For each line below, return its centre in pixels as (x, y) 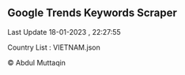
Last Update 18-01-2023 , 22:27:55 (64, 32)
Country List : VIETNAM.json (54, 47)
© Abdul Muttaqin (37, 62)
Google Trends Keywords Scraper (92, 13)
